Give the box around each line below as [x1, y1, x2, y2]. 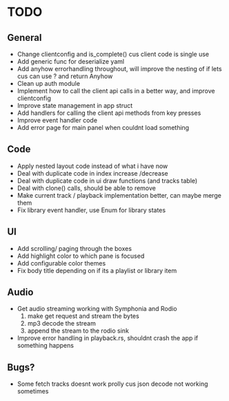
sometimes [17, 387, 49, 395]
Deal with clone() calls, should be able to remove [17, 184, 157, 192]
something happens [17, 342, 74, 350]
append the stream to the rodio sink [27, 326, 130, 335]
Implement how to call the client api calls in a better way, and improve [17, 87, 215, 95]
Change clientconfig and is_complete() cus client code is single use [17, 50, 209, 58]
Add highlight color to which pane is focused [17, 252, 145, 260]
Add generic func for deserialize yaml [17, 57, 125, 66]
